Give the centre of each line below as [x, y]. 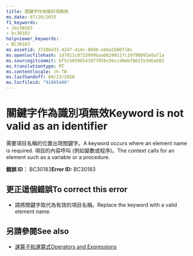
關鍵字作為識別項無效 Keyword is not [95, 114]
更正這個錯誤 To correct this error [67, 189]
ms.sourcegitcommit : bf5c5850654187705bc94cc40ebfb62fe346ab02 [85, 60]
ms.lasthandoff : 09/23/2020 [41, 77]
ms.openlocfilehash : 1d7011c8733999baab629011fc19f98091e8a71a [85, 55]
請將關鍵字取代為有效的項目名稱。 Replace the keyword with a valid [96, 205]
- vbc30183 [19, 28]
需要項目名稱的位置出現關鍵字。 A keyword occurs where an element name [96, 143]
